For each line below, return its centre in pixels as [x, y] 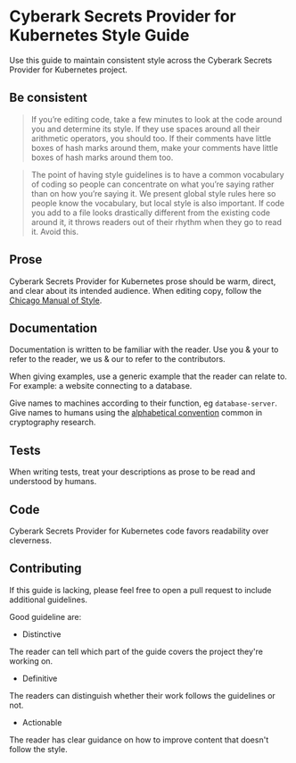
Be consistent [48, 98]
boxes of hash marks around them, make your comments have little [155, 147]
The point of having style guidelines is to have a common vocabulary [157, 174]
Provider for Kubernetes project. [68, 70]
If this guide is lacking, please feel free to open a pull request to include [140, 590]
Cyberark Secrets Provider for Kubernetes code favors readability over [139, 531]
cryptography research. [53, 423]
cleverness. [30, 541]
